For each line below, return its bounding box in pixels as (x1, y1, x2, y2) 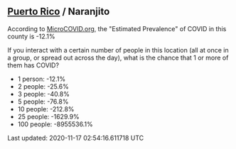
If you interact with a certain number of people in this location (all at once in (7, 45, 229, 54)
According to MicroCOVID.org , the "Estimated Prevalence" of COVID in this (7, 24, 227, 33)
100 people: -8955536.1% (17, 120, 94, 128)
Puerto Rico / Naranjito (7, 6, 110, 18)
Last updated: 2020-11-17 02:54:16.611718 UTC (7, 133, 144, 142)
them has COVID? (7, 60, 59, 70)
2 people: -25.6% (17, 82, 70, 91)
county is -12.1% (7, 32, 55, 40)
